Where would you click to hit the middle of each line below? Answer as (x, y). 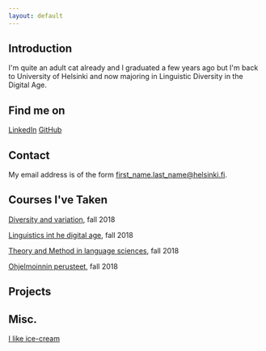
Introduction (40, 49)
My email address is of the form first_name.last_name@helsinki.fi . (118, 175)
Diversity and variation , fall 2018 (62, 219)
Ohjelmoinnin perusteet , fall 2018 (63, 266)
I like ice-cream (34, 339)
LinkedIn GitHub (35, 130)
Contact (29, 155)
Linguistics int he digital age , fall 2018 (71, 235)
